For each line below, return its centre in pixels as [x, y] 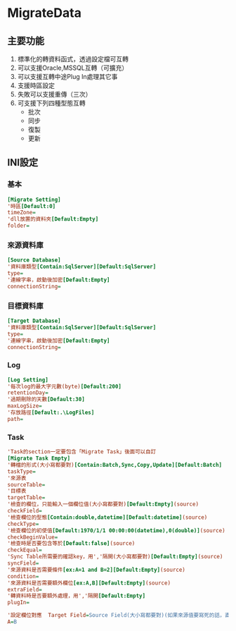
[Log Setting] [28, 380]
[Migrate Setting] [34, 200]
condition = [23, 576]
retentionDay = [28, 393]
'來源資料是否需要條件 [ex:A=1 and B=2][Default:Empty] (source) [97, 570]
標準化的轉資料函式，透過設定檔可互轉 [73, 59]
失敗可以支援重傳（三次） [54, 94]
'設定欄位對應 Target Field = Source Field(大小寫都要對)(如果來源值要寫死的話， [116, 615]
